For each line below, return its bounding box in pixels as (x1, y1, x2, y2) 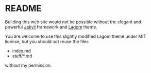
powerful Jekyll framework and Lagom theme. (5, 24, 98, 29)
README (5, 3, 42, 14)
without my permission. (5, 62, 52, 68)
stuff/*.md (12, 53, 33, 58)
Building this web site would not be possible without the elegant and (5, 19, 142, 25)
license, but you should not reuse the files (5, 38, 89, 44)
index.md (12, 48, 31, 54)
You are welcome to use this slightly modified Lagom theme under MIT (5, 33, 147, 39)
